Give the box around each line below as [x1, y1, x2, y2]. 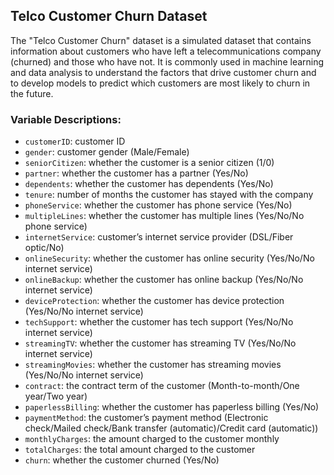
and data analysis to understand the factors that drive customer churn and [10, 66, 317, 78]
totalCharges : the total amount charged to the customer [24, 444, 256, 456]
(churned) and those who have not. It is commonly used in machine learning [10, 55, 325, 68]
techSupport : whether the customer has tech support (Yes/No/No [24, 316, 294, 328]
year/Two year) [24, 390, 88, 403]
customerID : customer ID [24, 135, 126, 148]
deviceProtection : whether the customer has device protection [24, 295, 285, 307]
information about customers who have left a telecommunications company [10, 45, 322, 57]
